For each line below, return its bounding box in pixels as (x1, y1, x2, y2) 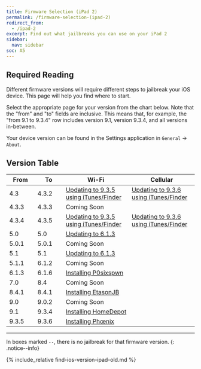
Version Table (6, 158, 59, 168)
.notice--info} (6, 344, 40, 352)
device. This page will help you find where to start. (6, 92, 131, 99)
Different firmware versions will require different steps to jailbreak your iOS (6, 86, 190, 93)
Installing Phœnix (65, 318, 115, 326)
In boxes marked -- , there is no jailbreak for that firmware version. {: (6, 338, 175, 346)
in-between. (6, 123, 36, 130)
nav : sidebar (11, 42, 44, 48)
